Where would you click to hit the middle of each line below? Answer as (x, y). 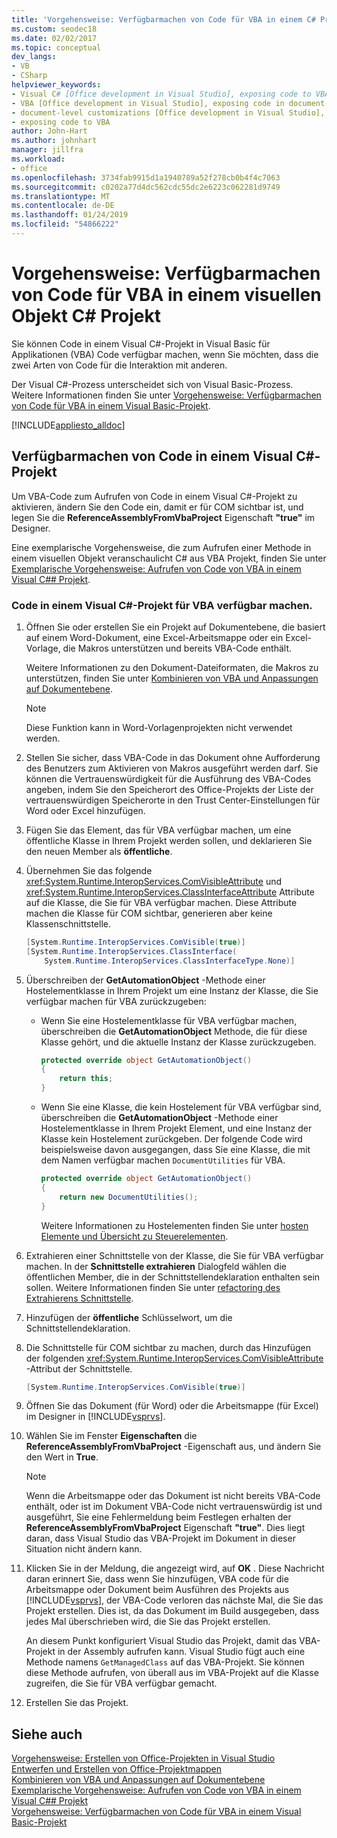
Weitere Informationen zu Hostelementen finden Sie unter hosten (174, 1225)
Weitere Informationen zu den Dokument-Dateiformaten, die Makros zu (172, 667)
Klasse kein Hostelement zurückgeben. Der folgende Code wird (171, 1139)
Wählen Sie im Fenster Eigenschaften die (111, 1436)
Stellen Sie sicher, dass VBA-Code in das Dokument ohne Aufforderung (173, 757)
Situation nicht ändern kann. (84, 1549)
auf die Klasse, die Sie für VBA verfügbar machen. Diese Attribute (161, 902)
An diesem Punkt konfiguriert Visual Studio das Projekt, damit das (161, 1641)
